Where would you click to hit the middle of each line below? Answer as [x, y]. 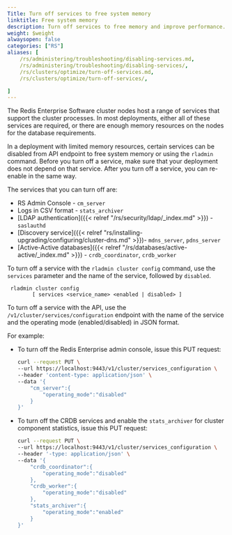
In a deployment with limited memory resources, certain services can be [111, 146]
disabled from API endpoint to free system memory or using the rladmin [110, 154]
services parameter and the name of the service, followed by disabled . [109, 276]
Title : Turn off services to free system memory [79, 14]
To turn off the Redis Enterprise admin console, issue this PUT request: [119, 350]
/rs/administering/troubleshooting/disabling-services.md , [107, 59]
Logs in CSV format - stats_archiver [70, 210]
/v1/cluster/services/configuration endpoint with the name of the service [116, 315]
